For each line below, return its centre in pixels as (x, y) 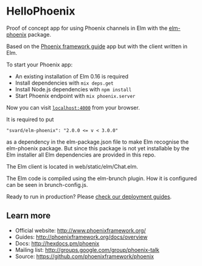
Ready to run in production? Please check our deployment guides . (89, 197)
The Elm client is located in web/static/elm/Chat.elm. (72, 166)
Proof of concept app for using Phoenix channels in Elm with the (87, 28)
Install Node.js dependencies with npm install (73, 89)
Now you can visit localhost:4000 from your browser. (73, 107)
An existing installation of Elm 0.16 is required (72, 76)
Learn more (29, 216)
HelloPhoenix (41, 11)
